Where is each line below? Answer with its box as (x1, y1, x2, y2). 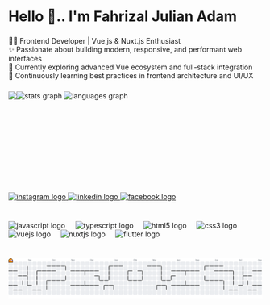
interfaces (8, 54, 43, 64)
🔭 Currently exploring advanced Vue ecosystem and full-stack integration (8, 62, 253, 72)
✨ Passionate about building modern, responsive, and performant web (8, 44, 243, 55)
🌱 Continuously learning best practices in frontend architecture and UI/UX (8, 71, 254, 81)
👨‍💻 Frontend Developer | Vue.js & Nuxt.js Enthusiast (8, 36, 181, 46)
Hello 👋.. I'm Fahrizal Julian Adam (8, 7, 238, 26)
